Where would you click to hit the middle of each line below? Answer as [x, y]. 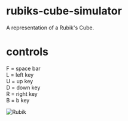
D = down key [23, 87]
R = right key [22, 93]
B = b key [18, 100]
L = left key [20, 75]
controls [28, 52]
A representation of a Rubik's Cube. [50, 28]
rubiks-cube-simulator [64, 11]
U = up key [20, 81]
